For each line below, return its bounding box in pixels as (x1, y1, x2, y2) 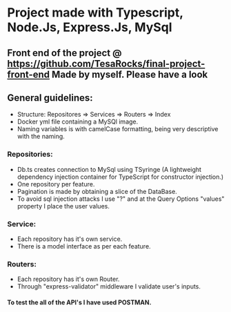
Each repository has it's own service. (17, 235, 123, 243)
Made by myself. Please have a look (51, 68, 208, 80)
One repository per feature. (17, 179, 95, 188)
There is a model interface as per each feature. (17, 242, 151, 250)
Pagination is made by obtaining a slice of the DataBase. (17, 187, 177, 195)
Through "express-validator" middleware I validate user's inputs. (17, 282, 201, 291)
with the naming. (17, 133, 66, 141)
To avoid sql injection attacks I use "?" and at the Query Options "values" (17, 195, 225, 203)
